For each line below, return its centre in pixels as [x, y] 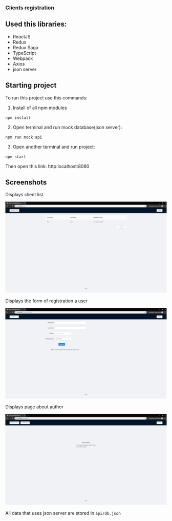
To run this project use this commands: [47, 98]
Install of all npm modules [40, 108]
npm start [16, 157]
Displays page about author [35, 407]
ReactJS [21, 36]
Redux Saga [25, 47]
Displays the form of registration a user [47, 301]
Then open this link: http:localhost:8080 [47, 166]
